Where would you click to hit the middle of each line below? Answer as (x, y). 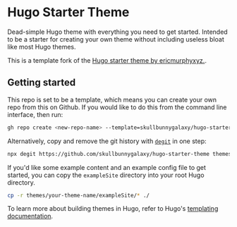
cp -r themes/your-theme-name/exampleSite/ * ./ (79, 195)
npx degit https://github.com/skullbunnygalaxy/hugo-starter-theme (109, 154)
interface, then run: (35, 114)
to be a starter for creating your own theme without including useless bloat (116, 39)
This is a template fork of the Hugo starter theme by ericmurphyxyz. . (107, 60)
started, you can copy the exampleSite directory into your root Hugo (106, 175)
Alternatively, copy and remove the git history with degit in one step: (107, 141)
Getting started (42, 83)
